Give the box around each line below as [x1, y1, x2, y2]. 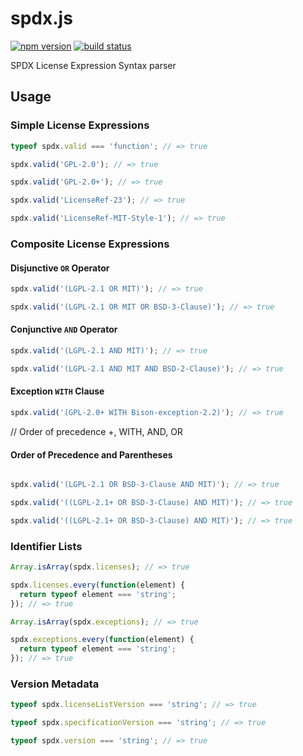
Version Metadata [10, 677, 100, 691]
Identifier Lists [10, 539, 83, 553]
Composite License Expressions [10, 237, 170, 251]
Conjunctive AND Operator [10, 323, 118, 336]
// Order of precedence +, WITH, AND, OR [10, 425, 183, 437]
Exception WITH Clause [10, 385, 105, 397]
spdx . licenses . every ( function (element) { [10, 580, 186, 590]
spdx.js [10, 7, 73, 30]
